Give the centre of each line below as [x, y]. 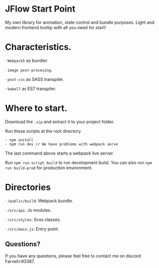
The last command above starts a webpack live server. [60, 153]
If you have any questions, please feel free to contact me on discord [73, 256]
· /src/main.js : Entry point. [32, 229]
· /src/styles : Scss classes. [33, 220]
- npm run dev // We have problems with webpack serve [62, 144]
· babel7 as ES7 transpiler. [31, 89]
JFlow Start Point [40, 9]
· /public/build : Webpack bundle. [39, 201]
